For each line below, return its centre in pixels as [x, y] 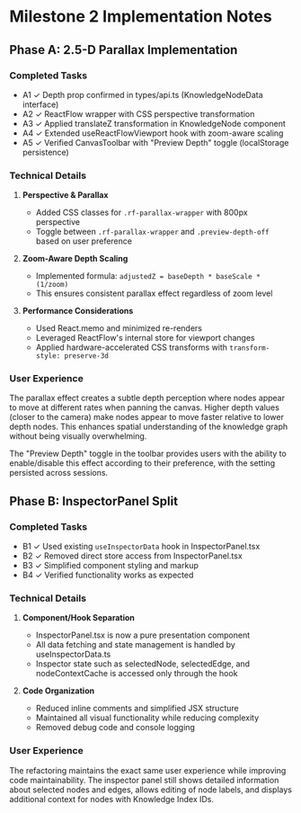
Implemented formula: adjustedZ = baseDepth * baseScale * [148, 276]
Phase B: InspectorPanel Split [93, 501]
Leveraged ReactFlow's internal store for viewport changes [145, 338]
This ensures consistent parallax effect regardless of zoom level [154, 293]
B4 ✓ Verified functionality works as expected [108, 575]
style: [48, 356]
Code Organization [58, 691]
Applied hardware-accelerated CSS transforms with [131, 347]
